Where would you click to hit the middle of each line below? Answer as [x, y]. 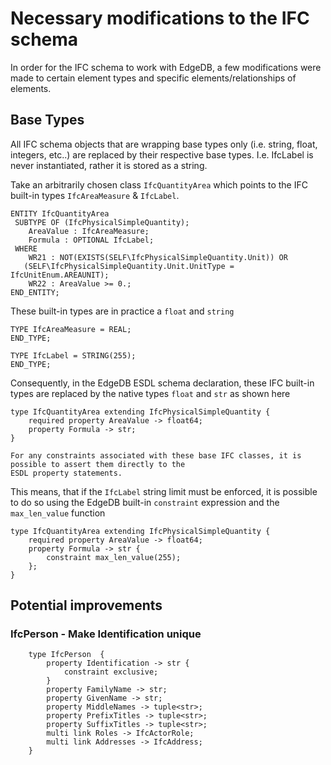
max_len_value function [58, 513]
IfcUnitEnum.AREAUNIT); [60, 275]
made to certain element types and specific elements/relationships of [153, 78]
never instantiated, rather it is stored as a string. [109, 165]
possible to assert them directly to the [98, 464]
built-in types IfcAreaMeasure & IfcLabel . [95, 195]
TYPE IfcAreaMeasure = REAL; [71, 329]
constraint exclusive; [111, 672]
